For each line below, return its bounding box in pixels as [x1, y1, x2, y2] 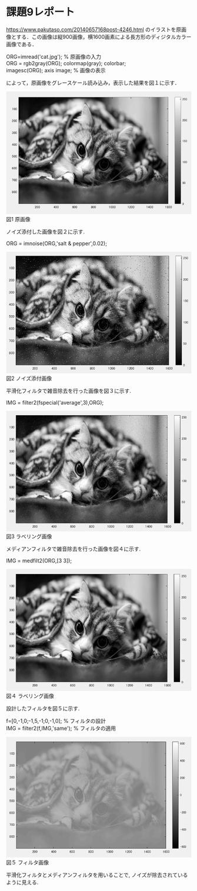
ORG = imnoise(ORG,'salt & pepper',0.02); [6, 240, 108, 247]
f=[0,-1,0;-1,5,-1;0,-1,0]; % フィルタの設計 [6, 717, 106, 724]
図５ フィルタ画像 [6, 859, 49, 866]
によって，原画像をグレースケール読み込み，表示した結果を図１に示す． [6, 79, 181, 86]
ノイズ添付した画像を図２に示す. [6, 228, 85, 235]
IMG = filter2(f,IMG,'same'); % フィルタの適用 [6, 725, 116, 732]
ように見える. [6, 879, 39, 886]
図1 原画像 [6, 216, 31, 223]
